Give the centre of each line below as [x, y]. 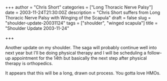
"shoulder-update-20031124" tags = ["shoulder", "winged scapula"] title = [81, 23]
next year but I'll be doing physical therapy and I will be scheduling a [76, 53]
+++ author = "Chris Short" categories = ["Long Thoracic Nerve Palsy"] [79, 7]
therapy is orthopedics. [29, 63]
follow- [154, 53]
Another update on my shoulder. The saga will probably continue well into [81, 47]
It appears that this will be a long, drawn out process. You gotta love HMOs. [83, 73]
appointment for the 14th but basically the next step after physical [79, 58]
